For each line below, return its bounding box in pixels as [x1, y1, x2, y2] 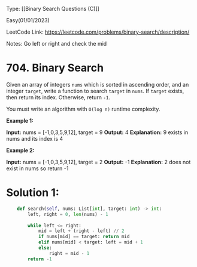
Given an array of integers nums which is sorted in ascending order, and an [6, 81, 189, 88]
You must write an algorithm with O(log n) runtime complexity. [6, 105, 160, 112]
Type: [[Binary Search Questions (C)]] [6, 5, 100, 12]
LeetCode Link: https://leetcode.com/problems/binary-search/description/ [6, 28, 190, 35]
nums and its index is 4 [6, 135, 63, 142]
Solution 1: [6, 186, 60, 200]
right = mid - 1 [49, 250, 90, 256]
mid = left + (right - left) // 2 [38, 228, 125, 234]
